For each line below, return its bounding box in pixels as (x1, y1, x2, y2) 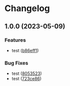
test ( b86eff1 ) (11, 47, 39, 53)
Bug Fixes (4, 59, 29, 66)
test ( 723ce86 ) (11, 76, 42, 82)
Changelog (4, 3, 50, 14)
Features (4, 37, 26, 43)
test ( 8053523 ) (11, 71, 42, 76)
